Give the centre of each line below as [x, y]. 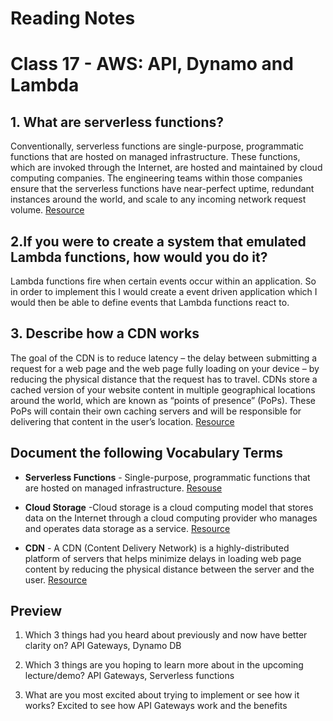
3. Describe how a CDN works [105, 333]
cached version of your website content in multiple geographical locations [163, 389]
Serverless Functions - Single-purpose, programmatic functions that [167, 477]
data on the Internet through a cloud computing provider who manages [171, 518]
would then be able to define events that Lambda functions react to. [150, 302]
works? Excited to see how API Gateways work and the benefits [156, 706]
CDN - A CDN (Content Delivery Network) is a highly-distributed [157, 548]
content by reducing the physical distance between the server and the [169, 569]
